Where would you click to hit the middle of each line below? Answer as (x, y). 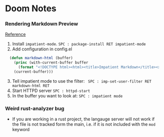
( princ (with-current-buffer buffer (51, 63)
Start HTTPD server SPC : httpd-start (51, 91)
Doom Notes (31, 9)
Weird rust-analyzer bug (35, 108)
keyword (21, 130)
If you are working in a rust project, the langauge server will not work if (83, 119)
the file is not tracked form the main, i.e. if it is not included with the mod (84, 124)
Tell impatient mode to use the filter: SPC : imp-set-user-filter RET (82, 81)
